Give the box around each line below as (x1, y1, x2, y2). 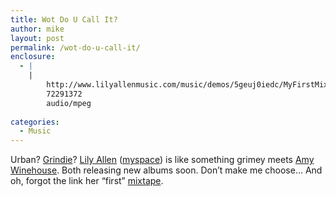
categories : (10, 117, 60, 127)
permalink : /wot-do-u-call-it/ (10, 42, 141, 53)
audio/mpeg (46, 98, 92, 108)
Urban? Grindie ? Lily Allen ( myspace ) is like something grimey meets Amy (10, 154, 315, 166)
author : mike (10, 24, 65, 34)
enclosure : (10, 52, 56, 62)
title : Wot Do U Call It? (10, 14, 118, 25)
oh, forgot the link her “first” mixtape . (10, 175, 164, 187)
